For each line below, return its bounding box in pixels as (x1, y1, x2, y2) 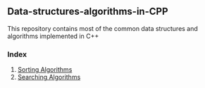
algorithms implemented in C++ (7, 32, 99, 40)
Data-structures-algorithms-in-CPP (7, 6, 168, 18)
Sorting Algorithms (17, 65, 73, 74)
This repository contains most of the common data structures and (7, 24, 199, 32)
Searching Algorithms (17, 73, 81, 82)
